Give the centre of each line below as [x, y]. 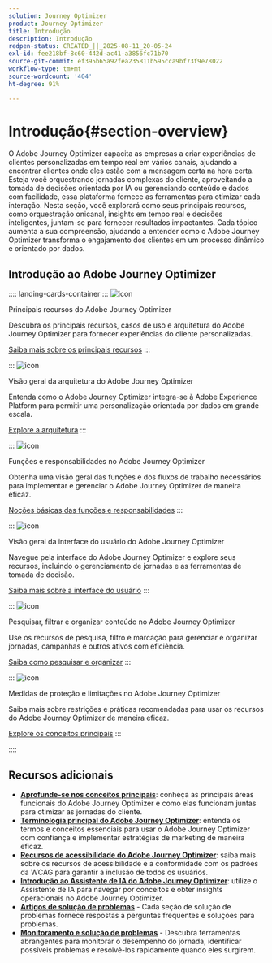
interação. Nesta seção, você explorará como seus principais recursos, [127, 206]
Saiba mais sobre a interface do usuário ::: [79, 591]
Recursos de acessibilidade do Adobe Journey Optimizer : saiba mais [138, 855]
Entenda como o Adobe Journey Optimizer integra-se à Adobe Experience [133, 397]
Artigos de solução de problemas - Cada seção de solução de [125, 907]
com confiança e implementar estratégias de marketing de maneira [132, 838]
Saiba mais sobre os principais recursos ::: [80, 349]
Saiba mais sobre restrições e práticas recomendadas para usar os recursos [136, 709]
